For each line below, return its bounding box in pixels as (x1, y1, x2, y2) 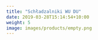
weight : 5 (6, 19, 31, 25)
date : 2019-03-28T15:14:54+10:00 (6, 14, 90, 20)
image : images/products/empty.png (6, 25, 93, 31)
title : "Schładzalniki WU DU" (6, 8, 82, 15)
